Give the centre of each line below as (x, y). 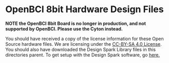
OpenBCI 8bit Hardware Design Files (85, 9)
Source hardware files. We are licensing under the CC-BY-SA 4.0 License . (83, 44)
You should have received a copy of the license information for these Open (85, 39)
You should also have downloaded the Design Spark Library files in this (80, 49)
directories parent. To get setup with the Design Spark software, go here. (83, 55)
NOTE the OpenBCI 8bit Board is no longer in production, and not (76, 23)
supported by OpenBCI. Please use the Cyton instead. (64, 28)
